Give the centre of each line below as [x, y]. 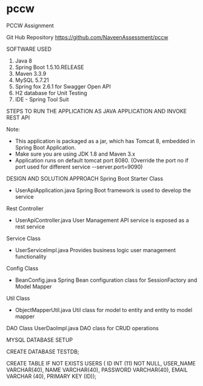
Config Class [22, 268]
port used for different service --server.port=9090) [79, 167]
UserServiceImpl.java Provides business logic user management [95, 250]
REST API [18, 118]
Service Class [24, 238]
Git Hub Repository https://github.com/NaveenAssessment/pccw [87, 37]
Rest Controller [25, 208]
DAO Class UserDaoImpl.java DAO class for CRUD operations [82, 328]
